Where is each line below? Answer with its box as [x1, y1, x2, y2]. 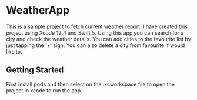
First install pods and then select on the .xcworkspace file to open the [6, 81, 175, 88]
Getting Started [6, 65, 64, 75]
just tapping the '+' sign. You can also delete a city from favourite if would [6, 42, 185, 49]
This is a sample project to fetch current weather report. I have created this [6, 23, 188, 30]
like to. [6, 48, 22, 55]
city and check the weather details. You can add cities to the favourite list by [6, 35, 191, 42]
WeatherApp [6, 4, 69, 17]
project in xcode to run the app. [6, 86, 82, 94]
